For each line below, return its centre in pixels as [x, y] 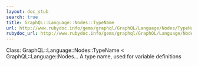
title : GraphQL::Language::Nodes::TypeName [60, 22]
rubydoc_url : [22, 34]
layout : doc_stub [27, 11]
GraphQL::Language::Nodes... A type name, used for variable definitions [94, 57]
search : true [22, 17]
